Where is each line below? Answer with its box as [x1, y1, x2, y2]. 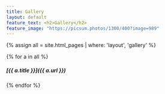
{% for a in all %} [6, 53, 49, 60]
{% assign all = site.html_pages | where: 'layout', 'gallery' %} [6, 42, 157, 49]
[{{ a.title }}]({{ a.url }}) [6, 67, 66, 74]
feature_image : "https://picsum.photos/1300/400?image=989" [6, 25, 160, 32]
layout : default [6, 14, 47, 20]
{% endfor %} [6, 82, 41, 89]
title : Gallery [6, 8, 44, 15]
